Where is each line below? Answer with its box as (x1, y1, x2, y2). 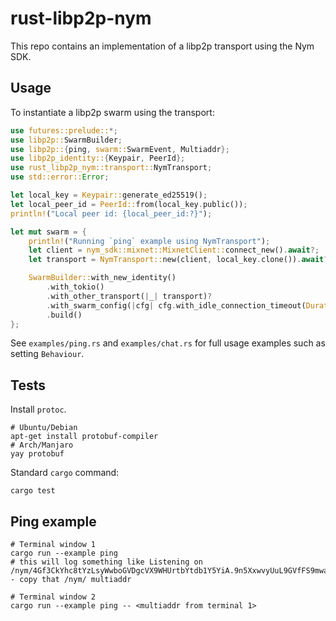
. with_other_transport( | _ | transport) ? (46, 291, 213, 301)
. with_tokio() (46, 282, 105, 292)
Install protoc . (10, 403, 67, 416)
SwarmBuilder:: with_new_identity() (28, 273, 177, 283)
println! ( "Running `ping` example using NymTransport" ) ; (28, 236, 271, 246)
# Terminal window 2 (10, 592, 97, 602)
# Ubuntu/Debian (10, 423, 78, 433)
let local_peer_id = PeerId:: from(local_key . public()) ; (10, 199, 248, 209)
